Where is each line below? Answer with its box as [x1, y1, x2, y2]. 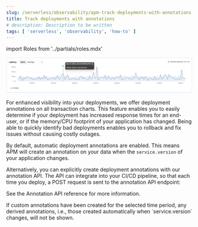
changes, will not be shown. [6, 214, 74, 222]
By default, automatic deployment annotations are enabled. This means [6, 142, 180, 149]
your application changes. [6, 155, 70, 162]
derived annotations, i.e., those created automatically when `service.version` [6, 208, 193, 215]
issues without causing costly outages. [6, 130, 101, 138]
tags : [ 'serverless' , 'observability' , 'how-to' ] [6, 28, 136, 34]
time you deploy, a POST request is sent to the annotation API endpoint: [6, 178, 181, 186]
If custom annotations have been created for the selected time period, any [6, 202, 187, 209]
